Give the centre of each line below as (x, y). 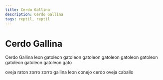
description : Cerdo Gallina (34, 14)
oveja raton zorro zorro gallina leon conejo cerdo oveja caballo (69, 72)
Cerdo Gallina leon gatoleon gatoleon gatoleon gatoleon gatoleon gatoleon (81, 57)
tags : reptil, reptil (28, 19)
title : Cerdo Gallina (28, 10)
